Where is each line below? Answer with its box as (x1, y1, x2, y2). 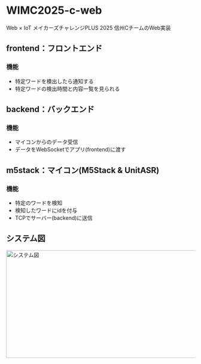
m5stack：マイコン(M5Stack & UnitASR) (6, 165, 160, 175)
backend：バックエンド (6, 104, 95, 114)
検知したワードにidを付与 (14, 207, 78, 214)
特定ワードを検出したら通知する (14, 77, 94, 84)
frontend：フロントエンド (6, 43, 103, 54)
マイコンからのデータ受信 (14, 138, 78, 145)
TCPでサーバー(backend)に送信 (14, 214, 93, 222)
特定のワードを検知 (14, 199, 63, 207)
